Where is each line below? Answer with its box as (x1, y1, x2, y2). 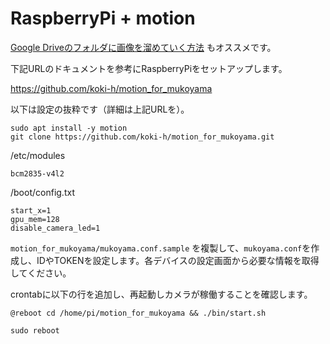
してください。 (10, 267, 72, 279)
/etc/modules (10, 149, 66, 161)
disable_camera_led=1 (10, 223, 101, 233)
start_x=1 (10, 205, 52, 216)
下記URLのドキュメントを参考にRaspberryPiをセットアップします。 (10, 62, 288, 74)
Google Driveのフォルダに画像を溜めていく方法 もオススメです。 (10, 41, 277, 53)
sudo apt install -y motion (10, 123, 128, 133)
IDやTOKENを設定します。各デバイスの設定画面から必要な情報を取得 (36, 254, 320, 266)
